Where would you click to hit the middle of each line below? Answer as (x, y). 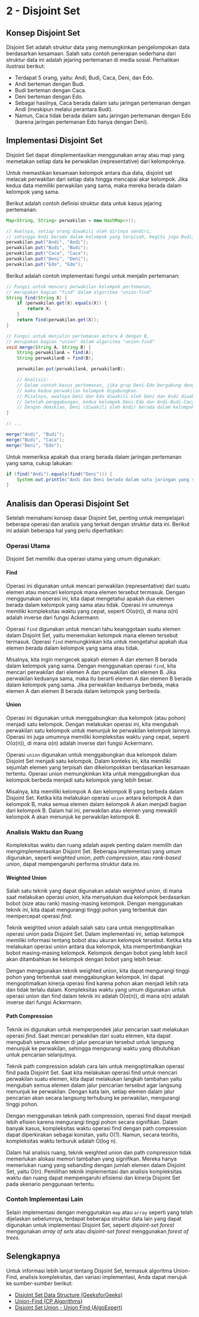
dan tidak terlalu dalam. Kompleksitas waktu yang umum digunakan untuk (96, 990)
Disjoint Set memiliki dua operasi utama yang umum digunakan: (84, 559)
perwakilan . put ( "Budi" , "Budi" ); (47, 248)
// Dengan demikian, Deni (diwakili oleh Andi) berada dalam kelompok (106, 407)
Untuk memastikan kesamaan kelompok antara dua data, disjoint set (89, 173)
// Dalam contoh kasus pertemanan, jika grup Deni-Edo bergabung (99, 385)
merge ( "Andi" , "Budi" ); (36, 435)
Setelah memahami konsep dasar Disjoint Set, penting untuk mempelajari (95, 518)
